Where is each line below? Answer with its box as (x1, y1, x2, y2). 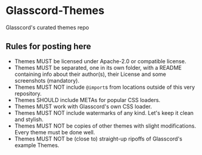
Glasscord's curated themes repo (5, 24, 89, 31)
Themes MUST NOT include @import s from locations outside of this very (14, 83, 195, 91)
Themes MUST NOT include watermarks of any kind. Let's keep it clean (14, 109, 194, 116)
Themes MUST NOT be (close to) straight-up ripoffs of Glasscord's (14, 135, 183, 142)
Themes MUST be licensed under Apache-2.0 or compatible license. (14, 57, 186, 64)
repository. (14, 89, 42, 97)
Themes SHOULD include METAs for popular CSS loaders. (14, 96, 161, 103)
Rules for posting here (5, 41, 92, 52)
